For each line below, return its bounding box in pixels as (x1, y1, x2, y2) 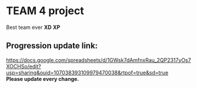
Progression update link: (6, 41, 98, 51)
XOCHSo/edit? (6, 63, 41, 70)
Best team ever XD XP (6, 24, 61, 31)
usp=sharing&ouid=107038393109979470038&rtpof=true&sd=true (6, 69, 169, 76)
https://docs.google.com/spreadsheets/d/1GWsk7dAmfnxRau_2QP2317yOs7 (6, 56, 191, 63)
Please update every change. (6, 75, 79, 82)
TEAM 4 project (6, 4, 84, 18)
